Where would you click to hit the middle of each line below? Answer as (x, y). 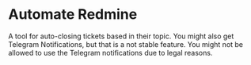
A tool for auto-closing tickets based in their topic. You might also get (121, 36)
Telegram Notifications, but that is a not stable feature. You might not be (126, 44)
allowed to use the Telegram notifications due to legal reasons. (110, 52)
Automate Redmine (73, 14)
